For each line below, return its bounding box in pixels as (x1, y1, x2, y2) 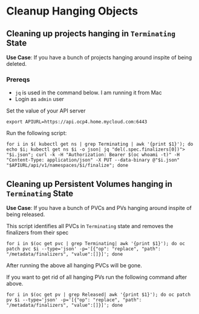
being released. (6, 211, 45, 218)
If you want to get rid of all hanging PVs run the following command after (6, 273, 188, 281)
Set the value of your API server (6, 107, 86, 114)
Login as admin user (15, 96, 65, 103)
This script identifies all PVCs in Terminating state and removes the (6, 223, 174, 230)
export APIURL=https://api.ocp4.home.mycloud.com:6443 (6, 119, 148, 125)
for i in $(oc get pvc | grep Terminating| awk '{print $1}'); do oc (6, 241, 186, 247)
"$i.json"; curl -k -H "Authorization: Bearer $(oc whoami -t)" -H (6, 152, 180, 158)
